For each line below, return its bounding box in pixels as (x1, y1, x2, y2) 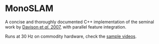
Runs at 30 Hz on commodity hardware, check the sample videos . (5, 33, 137, 39)
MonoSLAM (5, 3, 54, 14)
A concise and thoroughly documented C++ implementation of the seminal (5, 19, 154, 25)
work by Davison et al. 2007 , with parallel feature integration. (5, 24, 127, 29)
